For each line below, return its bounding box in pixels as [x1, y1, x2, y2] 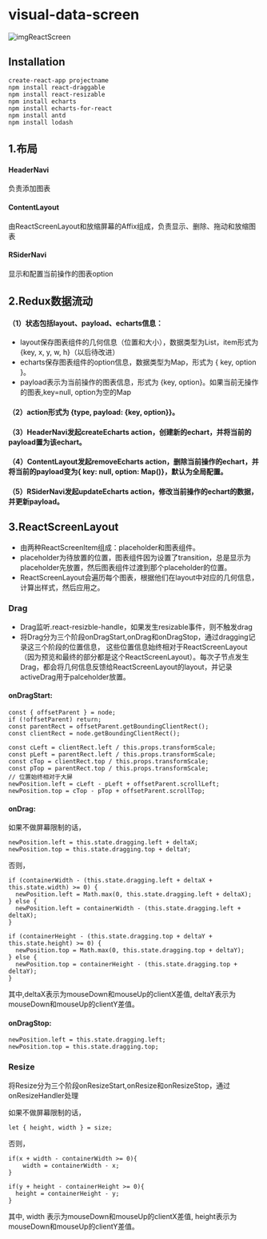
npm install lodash [8, 118, 74, 126]
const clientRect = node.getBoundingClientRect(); [8, 730, 181, 738]
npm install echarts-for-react [8, 104, 113, 113]
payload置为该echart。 [8, 437, 86, 447]
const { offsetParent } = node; [8, 709, 116, 717]
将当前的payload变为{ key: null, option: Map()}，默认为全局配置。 [8, 467, 228, 476]
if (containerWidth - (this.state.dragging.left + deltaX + [8, 877, 213, 885]
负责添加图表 [8, 184, 50, 193]
